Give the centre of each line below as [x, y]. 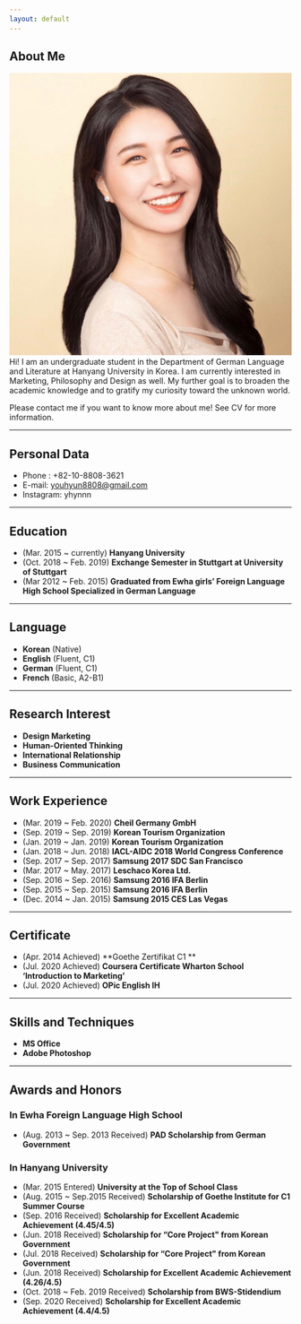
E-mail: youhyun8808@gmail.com [85, 485]
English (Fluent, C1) [59, 658]
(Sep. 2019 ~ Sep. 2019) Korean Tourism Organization [124, 832]
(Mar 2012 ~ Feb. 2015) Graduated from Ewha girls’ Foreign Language [153, 582]
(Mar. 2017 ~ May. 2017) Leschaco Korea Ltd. [107, 870]
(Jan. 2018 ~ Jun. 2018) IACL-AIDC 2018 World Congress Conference [153, 851]
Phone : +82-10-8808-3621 [73, 476]
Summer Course [53, 1207]
